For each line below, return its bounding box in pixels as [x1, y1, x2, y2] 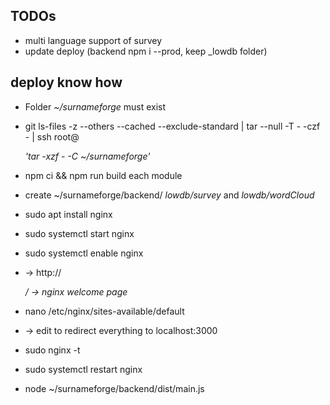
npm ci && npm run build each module [24, 169, 183, 181]
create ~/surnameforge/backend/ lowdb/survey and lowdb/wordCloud [24, 189, 315, 201]
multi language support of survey [24, 34, 163, 46]
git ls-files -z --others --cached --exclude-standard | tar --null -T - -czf [24, 120, 321, 132]
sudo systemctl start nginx [24, 227, 135, 239]
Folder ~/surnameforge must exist [24, 100, 167, 113]
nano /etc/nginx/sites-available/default [24, 305, 185, 317]
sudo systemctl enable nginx [24, 247, 144, 259]
